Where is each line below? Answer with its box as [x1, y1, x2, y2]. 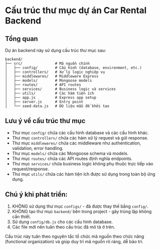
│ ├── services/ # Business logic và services [5, 87, 116, 91]
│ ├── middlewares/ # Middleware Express [5, 74, 98, 79]
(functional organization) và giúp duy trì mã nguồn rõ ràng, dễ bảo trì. [5, 238, 144, 244]
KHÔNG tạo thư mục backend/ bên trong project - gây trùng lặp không [12, 208, 152, 214]
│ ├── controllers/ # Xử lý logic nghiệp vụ [5, 70, 105, 74]
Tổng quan [5, 35, 38, 43]
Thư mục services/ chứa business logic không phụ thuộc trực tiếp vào [12, 160, 154, 166]
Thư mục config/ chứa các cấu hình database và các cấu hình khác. [12, 129, 149, 136]
